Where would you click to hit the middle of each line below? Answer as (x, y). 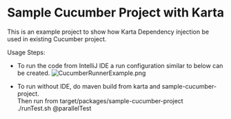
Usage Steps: (26, 52)
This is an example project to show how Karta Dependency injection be (108, 32)
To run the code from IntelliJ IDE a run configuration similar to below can (120, 65)
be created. (33, 73)
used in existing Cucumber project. (57, 39)
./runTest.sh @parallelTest (54, 108)
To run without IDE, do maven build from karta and (89, 86)
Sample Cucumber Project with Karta (116, 13)
